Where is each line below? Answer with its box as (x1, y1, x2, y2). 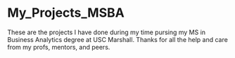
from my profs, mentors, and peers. (7, 43, 110, 51)
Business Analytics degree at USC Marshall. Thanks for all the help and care (7, 35, 229, 43)
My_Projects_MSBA (7, 5, 125, 21)
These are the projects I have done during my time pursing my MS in (7, 28, 206, 36)
